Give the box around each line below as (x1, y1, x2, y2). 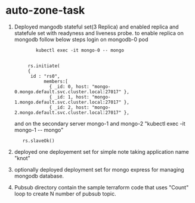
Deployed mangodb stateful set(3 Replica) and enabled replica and (14, 23, 179, 30)
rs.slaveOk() (22, 138, 55, 144)
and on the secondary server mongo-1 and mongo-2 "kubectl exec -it (14, 120, 185, 127)
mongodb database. (14, 172, 64, 179)
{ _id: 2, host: (49, 104, 90, 110)
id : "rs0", (30, 73, 60, 79)
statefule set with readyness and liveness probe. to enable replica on (14, 29, 184, 36)
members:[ (44, 78, 68, 84)
